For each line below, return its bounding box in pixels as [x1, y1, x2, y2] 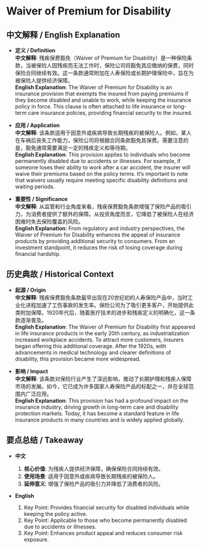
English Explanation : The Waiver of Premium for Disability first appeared [14, 323, 196, 330]
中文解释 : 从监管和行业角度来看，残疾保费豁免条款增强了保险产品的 [14, 203, 181, 210]
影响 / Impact [14, 367, 49, 374]
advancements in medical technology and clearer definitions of [14, 349, 172, 356]
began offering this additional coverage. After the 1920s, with [14, 342, 167, 350]
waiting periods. [14, 183, 55, 190]
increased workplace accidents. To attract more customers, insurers [14, 336, 184, 343]
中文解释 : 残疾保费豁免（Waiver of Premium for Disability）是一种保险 [14, 54, 187, 61]
